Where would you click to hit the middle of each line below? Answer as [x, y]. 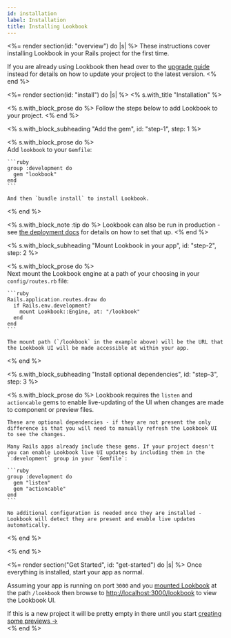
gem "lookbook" [35, 175]
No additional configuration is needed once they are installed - [104, 513]
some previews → [32, 621]
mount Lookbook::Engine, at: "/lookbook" [80, 312]
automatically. [29, 525]
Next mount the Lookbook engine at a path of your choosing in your [103, 274]
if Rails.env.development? [52, 306]
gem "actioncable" [40, 489]
